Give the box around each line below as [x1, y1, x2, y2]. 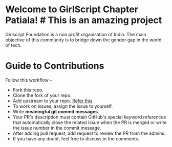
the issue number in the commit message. [12, 125, 101, 131]
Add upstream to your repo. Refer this [12, 97, 93, 104]
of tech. [5, 42, 22, 48]
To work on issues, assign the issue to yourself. [12, 103, 113, 109]
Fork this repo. [12, 87, 44, 93]
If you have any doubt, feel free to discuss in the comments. [12, 135, 140, 141]
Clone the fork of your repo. [12, 92, 72, 98]
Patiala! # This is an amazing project [5, 14, 162, 26]
